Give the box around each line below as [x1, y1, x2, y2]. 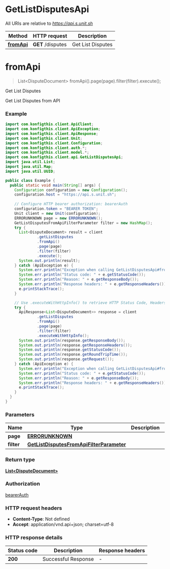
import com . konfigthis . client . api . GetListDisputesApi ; [5, 155, 123, 160]
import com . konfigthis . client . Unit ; [5, 136, 82, 141]
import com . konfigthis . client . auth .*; [5, 145, 87, 150]
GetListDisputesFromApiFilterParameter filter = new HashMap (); [14, 220, 153, 225]
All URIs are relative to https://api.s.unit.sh [5, 20, 93, 26]
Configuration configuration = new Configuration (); [14, 187, 128, 193]
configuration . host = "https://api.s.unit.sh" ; [14, 192, 116, 197]
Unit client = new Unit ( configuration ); [14, 211, 101, 216]
